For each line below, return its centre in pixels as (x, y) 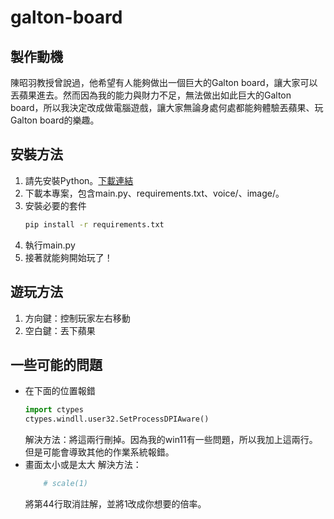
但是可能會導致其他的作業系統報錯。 (99, 452)
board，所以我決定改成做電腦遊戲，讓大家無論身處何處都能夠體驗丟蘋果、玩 (167, 107)
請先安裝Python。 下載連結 (79, 180)
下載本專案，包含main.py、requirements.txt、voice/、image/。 (154, 193)
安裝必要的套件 (55, 205)
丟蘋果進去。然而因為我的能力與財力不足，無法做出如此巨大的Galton (151, 95)
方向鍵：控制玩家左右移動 (77, 318)
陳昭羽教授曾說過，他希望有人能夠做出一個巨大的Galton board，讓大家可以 (164, 82)
